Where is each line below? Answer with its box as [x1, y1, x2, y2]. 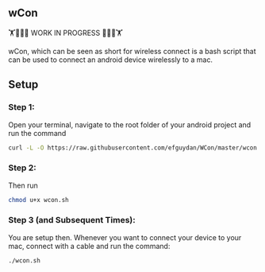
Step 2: [8, 162, 37, 173]
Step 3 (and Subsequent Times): [8, 215, 136, 226]
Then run [8, 181, 38, 190]
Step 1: [8, 102, 35, 113]
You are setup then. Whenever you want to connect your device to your [8, 232, 242, 242]
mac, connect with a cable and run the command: [8, 241, 171, 251]
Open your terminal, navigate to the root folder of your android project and [8, 119, 252, 130]
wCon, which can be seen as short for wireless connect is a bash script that [8, 46, 256, 56]
